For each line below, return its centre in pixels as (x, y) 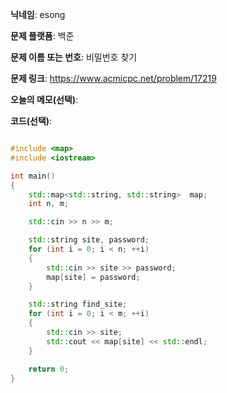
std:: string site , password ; (89, 240)
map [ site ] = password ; (93, 277)
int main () (33, 176)
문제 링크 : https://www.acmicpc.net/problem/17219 (113, 78)
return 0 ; (49, 369)
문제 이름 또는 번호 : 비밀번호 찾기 (74, 57)
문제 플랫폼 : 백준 (42, 36)
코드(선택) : (31, 121)
